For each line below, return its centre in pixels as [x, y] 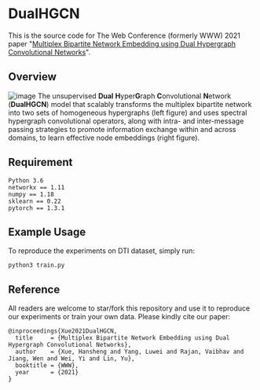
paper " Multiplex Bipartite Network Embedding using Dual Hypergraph [122, 43]
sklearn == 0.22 [35, 201]
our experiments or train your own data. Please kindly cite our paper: [119, 317]
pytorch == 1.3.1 [37, 208]
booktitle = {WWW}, [47, 366]
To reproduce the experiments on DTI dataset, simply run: [101, 251]
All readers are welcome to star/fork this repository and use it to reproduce [129, 308]
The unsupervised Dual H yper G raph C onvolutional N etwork [135, 96]
